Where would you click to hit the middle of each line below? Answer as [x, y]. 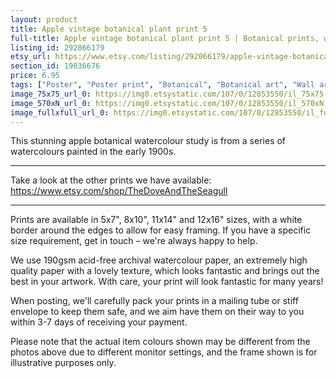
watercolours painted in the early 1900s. [93, 152]
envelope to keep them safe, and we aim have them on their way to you [157, 312]
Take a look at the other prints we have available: [111, 180]
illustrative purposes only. [63, 363]
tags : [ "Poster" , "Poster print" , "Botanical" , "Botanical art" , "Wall [162, 85]
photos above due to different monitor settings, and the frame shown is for [164, 352]
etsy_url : [31, 57]
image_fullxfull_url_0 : [60, 112]
